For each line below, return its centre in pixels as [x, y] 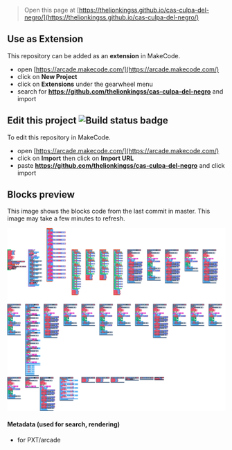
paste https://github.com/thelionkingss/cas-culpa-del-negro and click [121, 165]
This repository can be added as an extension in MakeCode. [94, 55]
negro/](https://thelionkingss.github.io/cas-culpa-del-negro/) [111, 17]
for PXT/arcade [39, 440]
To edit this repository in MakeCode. [59, 137]
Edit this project [42, 121]
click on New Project [47, 76]
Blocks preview [41, 194]
